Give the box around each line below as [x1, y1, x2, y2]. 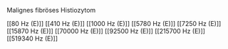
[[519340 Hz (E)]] [6, 34, 58, 43]
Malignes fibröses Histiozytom [6, 6, 96, 14]
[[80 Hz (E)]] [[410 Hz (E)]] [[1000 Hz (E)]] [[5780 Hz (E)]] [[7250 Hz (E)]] [6, 20, 222, 27]
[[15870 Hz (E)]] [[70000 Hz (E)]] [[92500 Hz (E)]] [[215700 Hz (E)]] [6, 27, 206, 35]
